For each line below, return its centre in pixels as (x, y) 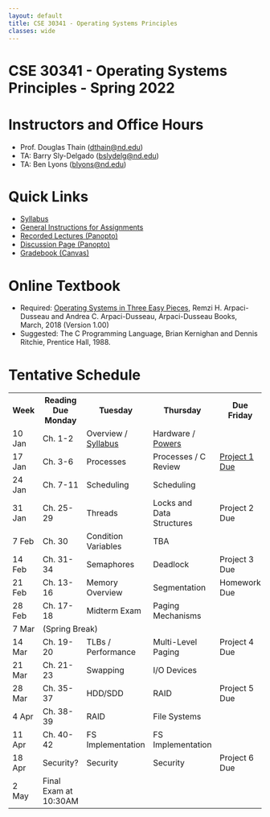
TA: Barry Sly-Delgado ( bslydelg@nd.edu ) (89, 156)
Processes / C (180, 457)
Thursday (182, 410)
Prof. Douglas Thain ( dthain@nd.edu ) (81, 147)
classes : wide (32, 31)
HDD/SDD (105, 694)
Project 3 (237, 559)
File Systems (177, 716)
